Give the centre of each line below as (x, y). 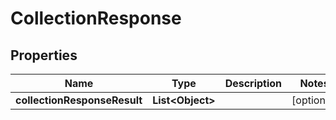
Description (253, 83)
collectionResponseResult (79, 100)
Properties (44, 55)
